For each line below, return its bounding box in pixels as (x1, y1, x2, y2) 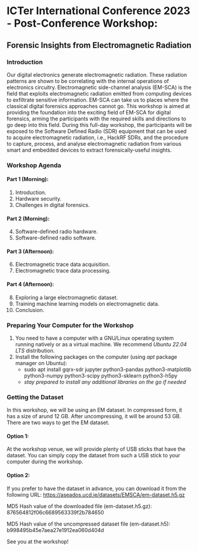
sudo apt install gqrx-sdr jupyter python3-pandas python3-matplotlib (24, 366, 192, 373)
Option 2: (6, 472, 30, 478)
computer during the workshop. (6, 458, 84, 465)
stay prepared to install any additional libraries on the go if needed (24, 378, 186, 385)
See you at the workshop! (6, 538, 69, 545)
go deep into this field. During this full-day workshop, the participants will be (6, 121, 192, 128)
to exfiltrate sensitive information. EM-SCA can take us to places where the (6, 96, 189, 103)
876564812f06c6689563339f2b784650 (6, 509, 105, 516)
